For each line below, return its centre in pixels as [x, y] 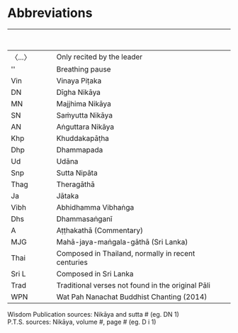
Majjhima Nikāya [84, 103]
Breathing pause [84, 69]
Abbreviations [50, 13]
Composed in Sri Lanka [95, 273]
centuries [72, 262]
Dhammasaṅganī [84, 219]
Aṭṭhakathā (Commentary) [100, 230]
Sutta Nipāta [77, 173]
